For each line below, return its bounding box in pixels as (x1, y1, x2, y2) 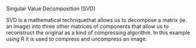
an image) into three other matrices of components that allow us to (6, 23, 169, 30)
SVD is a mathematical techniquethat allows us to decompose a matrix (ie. (6, 17, 187, 23)
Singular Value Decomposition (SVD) (6, 5, 96, 12)
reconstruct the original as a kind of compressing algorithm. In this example (6, 29, 191, 36)
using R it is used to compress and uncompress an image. (6, 36, 147, 42)
